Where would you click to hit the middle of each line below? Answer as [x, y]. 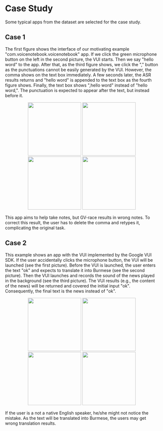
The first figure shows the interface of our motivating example [67, 49]
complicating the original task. [35, 228]
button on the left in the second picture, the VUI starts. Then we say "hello [79, 59]
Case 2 [16, 243]
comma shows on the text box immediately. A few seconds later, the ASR [78, 75]
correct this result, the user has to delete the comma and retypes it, [72, 222]
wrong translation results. [31, 423]
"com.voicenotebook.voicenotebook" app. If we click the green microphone [81, 54]
